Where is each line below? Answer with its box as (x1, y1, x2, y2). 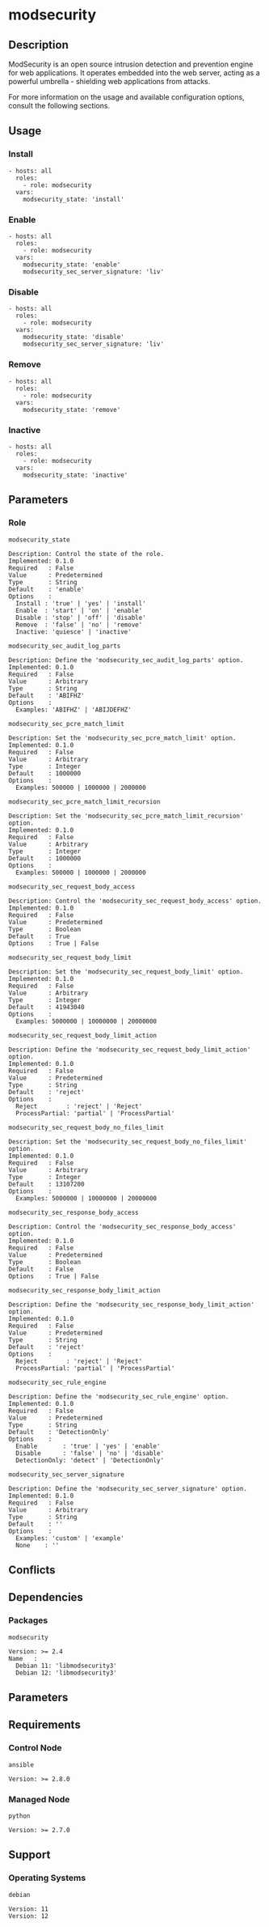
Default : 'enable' (8, 585, 85, 593)
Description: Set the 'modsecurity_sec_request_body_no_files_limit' (8, 1137, 248, 1146)
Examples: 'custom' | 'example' (15, 1534, 125, 1543)
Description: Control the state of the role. (8, 550, 164, 558)
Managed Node (8, 1793, 70, 1805)
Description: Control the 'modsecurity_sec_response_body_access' (8, 1222, 237, 1231)
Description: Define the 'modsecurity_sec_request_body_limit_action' (8, 1046, 251, 1054)
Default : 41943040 (8, 1003, 85, 1011)
